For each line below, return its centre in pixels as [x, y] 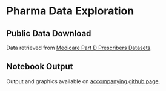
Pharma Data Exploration [70, 11]
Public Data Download [49, 33]
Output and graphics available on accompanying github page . [83, 81]
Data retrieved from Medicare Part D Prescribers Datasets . [79, 48]
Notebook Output [40, 67]
